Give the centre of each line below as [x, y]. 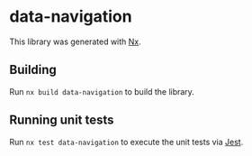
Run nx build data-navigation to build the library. [102, 91]
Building [33, 70]
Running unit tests [62, 120]
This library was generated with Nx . [75, 41]
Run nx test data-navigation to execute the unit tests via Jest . [126, 142]
